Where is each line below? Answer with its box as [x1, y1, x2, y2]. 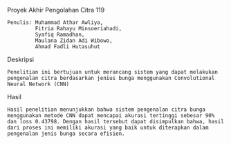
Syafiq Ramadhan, [35, 31, 85, 38]
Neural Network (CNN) [7, 81, 70, 88]
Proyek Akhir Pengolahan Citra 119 [7, 6, 105, 14]
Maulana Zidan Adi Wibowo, [35, 37, 113, 44]
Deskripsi [7, 55, 35, 63]
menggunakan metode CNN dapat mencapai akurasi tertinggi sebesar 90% [7, 112, 215, 119]
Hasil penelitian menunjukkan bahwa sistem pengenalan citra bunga [7, 106, 206, 113]
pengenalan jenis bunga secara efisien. [7, 130, 126, 137]
